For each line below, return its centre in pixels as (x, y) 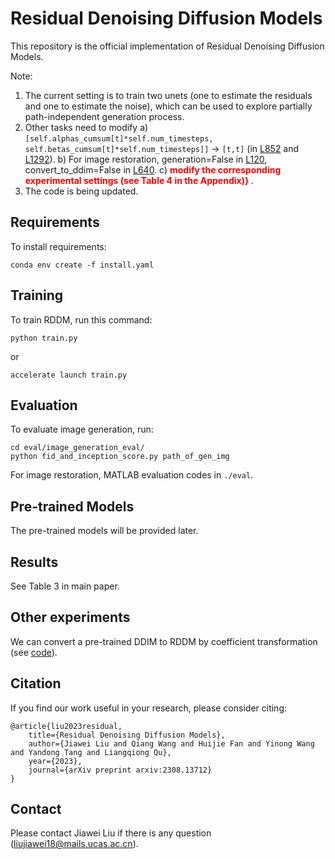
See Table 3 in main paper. (65, 586)
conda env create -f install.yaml (82, 265)
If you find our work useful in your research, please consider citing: (149, 708)
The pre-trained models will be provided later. (104, 531)
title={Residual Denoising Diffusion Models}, (127, 735)
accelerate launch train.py (69, 375)
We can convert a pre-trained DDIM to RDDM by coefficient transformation (164, 641)
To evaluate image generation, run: (82, 429)
